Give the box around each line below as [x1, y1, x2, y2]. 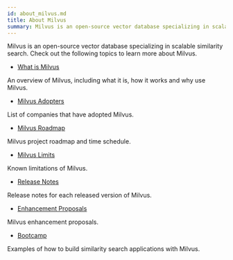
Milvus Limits [17, 150, 55, 159]
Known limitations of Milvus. [7, 164, 88, 173]
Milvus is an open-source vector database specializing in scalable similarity [7, 42, 223, 51]
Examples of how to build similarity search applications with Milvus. [7, 245, 200, 253]
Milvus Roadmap [17, 124, 66, 132]
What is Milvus [17, 63, 60, 71]
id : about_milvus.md [7, 10, 67, 17]
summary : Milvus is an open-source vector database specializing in [7, 23, 209, 30]
